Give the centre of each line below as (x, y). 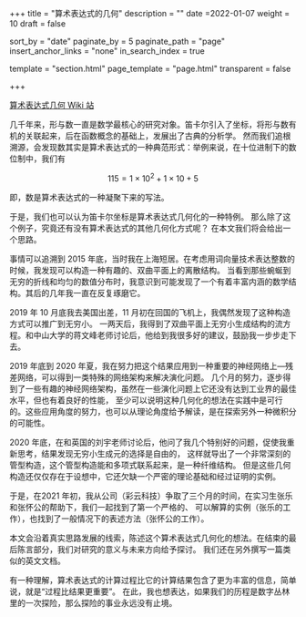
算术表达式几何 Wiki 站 (52, 105)
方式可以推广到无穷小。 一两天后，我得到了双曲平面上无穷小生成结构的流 (146, 324)
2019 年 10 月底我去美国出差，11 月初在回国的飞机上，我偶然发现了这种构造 (150, 312)
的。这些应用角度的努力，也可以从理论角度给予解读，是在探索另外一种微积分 (153, 411)
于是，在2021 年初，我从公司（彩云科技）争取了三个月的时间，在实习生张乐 (151, 496)
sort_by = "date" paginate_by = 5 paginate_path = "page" (117, 41)
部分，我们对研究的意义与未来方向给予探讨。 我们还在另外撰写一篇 (158, 549)
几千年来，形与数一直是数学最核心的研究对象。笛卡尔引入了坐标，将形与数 (149, 124)
